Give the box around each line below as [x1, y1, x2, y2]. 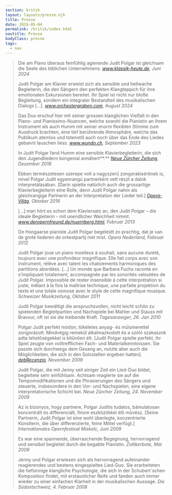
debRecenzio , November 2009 [17, 356, 83, 363]
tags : [5, 41, 17, 46]
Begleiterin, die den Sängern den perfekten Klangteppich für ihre [17, 86, 155, 92]
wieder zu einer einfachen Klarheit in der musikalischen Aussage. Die [17, 478, 165, 484]
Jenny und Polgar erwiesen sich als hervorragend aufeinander [17, 456, 150, 463]
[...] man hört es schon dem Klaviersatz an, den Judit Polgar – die [17, 207, 157, 214]
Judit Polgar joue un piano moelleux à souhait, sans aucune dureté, [17, 250, 160, 256]
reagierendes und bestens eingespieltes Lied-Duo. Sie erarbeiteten [17, 462, 160, 468]
